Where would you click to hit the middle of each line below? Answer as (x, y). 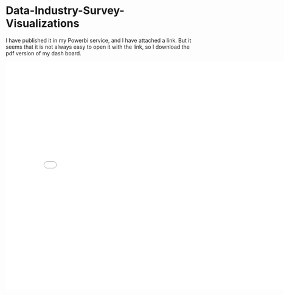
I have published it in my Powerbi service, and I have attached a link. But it (99, 40)
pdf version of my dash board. (43, 53)
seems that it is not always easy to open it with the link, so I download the (98, 47)
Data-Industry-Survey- (65, 11)
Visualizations (43, 23)
